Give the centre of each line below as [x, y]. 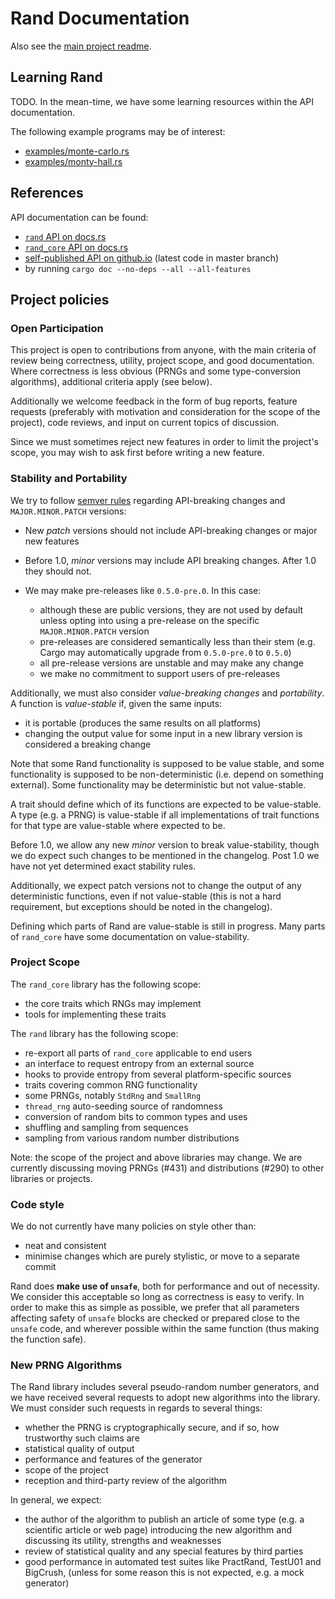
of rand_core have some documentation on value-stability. [130, 936]
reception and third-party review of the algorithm [126, 1481]
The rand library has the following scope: [94, 1033]
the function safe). [48, 1339]
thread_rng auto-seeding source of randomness [123, 1106]
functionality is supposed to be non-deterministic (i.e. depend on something [167, 774]
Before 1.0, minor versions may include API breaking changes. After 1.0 [170, 560]
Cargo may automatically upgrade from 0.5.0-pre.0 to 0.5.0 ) [165, 652]
